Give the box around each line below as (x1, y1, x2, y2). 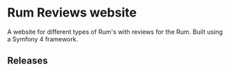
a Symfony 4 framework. (7, 34, 79, 43)
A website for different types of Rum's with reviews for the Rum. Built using (7, 28, 223, 36)
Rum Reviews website (7, 5, 137, 21)
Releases (7, 55, 48, 67)
